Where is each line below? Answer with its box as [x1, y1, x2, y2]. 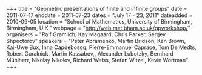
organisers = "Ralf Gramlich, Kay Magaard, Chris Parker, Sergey [6, 31, 166, 38]
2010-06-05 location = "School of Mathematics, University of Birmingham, [6, 18, 193, 25]
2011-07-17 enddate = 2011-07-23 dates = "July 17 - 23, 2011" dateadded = [6, 11, 193, 19]
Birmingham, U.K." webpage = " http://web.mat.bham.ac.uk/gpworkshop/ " [6, 24, 191, 31]
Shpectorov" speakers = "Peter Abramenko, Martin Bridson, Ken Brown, [6, 37, 186, 44]
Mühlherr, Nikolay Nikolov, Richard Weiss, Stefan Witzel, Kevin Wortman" [6, 57, 189, 64]
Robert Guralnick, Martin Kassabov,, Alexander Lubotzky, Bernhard [6, 50, 174, 57]
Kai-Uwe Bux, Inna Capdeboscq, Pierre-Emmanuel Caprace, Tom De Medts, [6, 44, 197, 51]
